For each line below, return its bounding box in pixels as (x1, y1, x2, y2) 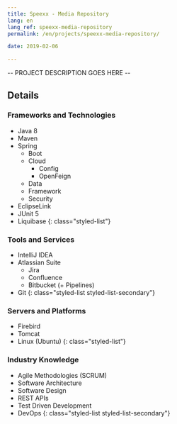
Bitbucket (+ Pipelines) (28, 281, 95, 289)
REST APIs (17, 394, 49, 402)
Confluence (28, 274, 62, 282)
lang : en (7, 17, 33, 24)
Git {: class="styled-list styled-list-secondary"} (17, 289, 156, 297)
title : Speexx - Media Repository (7, 10, 110, 18)
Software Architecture (17, 379, 83, 387)
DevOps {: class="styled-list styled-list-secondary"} (17, 408, 171, 417)
